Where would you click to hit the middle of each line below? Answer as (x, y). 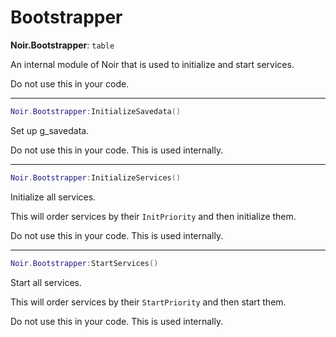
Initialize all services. (53, 197)
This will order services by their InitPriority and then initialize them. (153, 216)
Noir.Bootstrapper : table (62, 45)
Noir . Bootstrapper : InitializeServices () (96, 177)
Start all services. (46, 282)
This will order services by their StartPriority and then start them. (148, 302)
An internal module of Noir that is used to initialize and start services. (152, 64)
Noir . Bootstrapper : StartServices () (84, 263)
